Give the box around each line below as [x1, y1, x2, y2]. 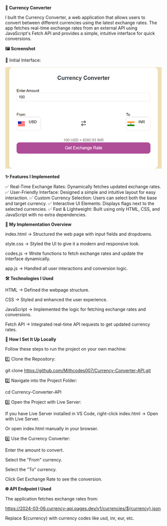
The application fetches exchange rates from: [5, 496, 98, 502]
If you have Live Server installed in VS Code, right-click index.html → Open [5, 411, 158, 417]
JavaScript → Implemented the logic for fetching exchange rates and [5, 306, 146, 312]
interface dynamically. [5, 256, 51, 262]
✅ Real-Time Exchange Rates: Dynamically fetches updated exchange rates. [5, 184, 162, 190]
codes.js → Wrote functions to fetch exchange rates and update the [5, 250, 144, 257]
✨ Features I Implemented [5, 174, 60, 180]
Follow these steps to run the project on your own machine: [5, 346, 127, 352]
